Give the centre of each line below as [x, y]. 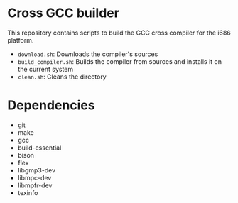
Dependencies [51, 105]
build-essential [39, 148]
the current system [45, 69]
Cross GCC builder [63, 13]
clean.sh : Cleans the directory [62, 77]
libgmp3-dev [36, 170]
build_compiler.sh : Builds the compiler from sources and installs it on [120, 61]
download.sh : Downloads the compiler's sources [88, 54]
